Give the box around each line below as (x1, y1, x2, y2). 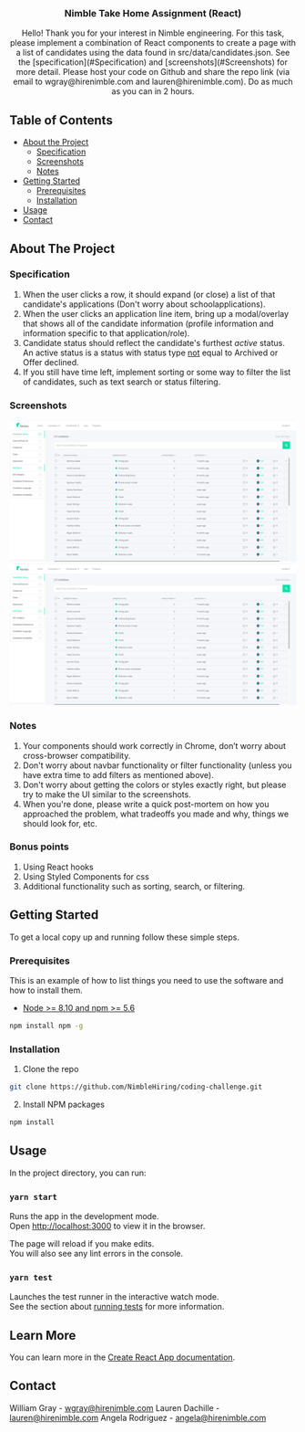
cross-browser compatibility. (22, 750, 131, 761)
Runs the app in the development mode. (9, 1210, 159, 1221)
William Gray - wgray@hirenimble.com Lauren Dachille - (9, 1402, 220, 1413)
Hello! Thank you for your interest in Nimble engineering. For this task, (21, 27, 285, 38)
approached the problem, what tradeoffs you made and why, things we (22, 808, 290, 819)
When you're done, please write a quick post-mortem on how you (22, 798, 270, 809)
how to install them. (9, 984, 84, 995)
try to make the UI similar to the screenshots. (22, 788, 191, 800)
